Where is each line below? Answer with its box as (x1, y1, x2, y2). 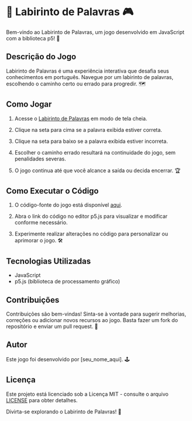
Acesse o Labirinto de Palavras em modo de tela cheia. (14, 115, 148, 122)
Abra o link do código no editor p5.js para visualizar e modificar (14, 213, 168, 220)
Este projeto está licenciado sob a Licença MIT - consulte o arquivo (6, 391, 169, 398)
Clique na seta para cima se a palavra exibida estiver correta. (14, 126, 163, 133)
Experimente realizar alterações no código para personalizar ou (14, 230, 169, 238)
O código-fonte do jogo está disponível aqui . (14, 201, 123, 208)
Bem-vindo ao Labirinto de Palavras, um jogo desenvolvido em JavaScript (6, 28, 184, 36)
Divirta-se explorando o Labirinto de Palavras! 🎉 (6, 408, 122, 415)
